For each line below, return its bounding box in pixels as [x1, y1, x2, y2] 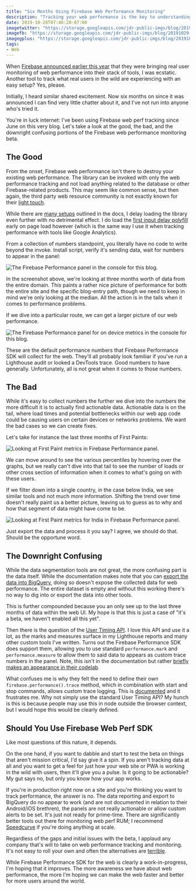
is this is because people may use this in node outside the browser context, [6, 700, 187, 707]
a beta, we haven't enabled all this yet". [6, 615, 100, 622]
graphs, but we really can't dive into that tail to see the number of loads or [6, 463, 184, 470]
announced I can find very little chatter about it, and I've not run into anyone [6, 99, 188, 106]
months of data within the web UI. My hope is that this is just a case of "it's [6, 609, 186, 616]
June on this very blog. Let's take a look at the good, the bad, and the [6, 122, 173, 129]
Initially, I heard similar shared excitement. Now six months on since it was [6, 92, 184, 99]
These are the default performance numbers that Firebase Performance [6, 346, 179, 353]
